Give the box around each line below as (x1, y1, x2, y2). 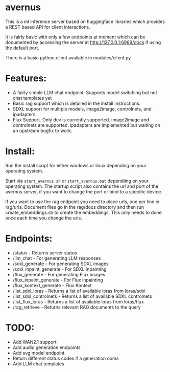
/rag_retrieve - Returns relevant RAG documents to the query (12, 304, 141, 310)
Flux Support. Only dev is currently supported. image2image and (12, 117, 150, 123)
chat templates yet (12, 95, 52, 101)
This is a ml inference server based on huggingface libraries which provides (5, 18, 165, 25)
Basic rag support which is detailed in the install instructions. (12, 100, 141, 106)
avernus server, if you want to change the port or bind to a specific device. (5, 188, 162, 194)
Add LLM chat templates (12, 360, 65, 367)
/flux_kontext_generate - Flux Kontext (12, 282, 92, 288)
